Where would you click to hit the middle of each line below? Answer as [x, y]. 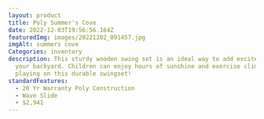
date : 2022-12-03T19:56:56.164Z [61, 30]
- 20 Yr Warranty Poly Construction [75, 88]
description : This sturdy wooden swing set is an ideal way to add [121, 59]
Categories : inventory [45, 52]
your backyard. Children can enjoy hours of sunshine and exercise [128, 67]
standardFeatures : [38, 81]
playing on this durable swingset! [73, 74]
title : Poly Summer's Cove [52, 23]
